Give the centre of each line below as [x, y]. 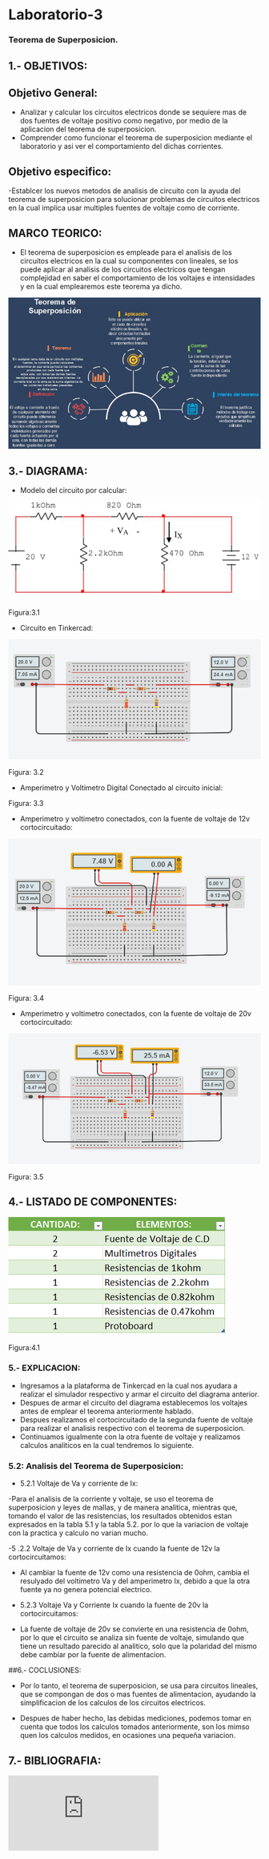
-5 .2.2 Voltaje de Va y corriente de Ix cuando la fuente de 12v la [114, 1549]
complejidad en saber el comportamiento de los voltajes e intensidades [137, 277]
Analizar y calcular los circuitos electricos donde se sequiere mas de [133, 112]
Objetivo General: [53, 93]
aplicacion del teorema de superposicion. [88, 129]
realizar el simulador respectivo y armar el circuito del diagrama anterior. [139, 1394]
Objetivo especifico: [60, 171]
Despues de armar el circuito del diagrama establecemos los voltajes [134, 1402]
